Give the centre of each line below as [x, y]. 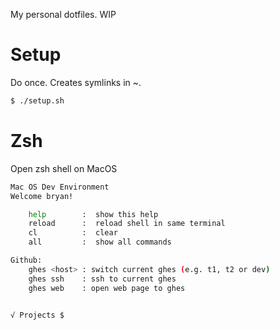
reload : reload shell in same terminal [127, 224]
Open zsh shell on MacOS [64, 168]
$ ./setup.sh [37, 100]
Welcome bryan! [42, 196]
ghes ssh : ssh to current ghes [102, 279]
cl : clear [73, 233]
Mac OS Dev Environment [60, 187]
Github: [26, 260]
